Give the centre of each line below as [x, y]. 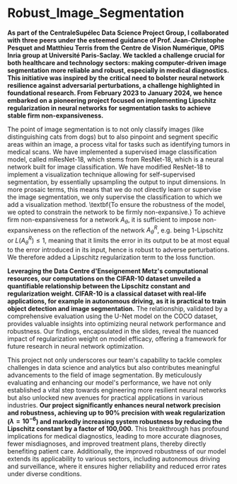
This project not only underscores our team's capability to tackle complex [115, 360]
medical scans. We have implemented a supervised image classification [112, 152]
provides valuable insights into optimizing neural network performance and [117, 323]
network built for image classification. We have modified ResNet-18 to [109, 167]
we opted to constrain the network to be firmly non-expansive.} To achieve [117, 212]
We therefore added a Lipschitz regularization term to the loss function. [111, 257]
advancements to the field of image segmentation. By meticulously [105, 375]
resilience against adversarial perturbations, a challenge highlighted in [114, 85]
